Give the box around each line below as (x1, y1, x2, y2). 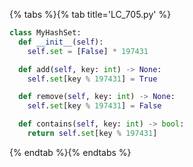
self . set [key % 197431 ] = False (27, 101, 162, 111)
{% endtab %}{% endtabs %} (9, 146, 132, 158)
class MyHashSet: (9, 28, 82, 38)
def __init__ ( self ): (18, 37, 104, 47)
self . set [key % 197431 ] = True (27, 74, 158, 84)
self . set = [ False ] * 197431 (27, 46, 149, 56)
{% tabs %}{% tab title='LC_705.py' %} (9, 9, 172, 20)
